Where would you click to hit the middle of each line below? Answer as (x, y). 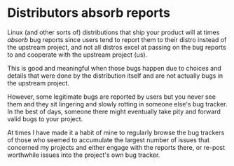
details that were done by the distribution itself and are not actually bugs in (115, 76)
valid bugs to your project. (45, 119)
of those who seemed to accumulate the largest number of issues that (109, 140)
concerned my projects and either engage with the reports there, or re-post (116, 147)
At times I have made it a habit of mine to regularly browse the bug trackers (116, 132)
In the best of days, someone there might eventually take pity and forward (114, 111)
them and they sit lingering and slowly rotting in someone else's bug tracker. (117, 104)
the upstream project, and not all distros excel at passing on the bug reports (117, 47)
